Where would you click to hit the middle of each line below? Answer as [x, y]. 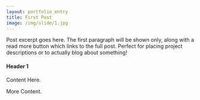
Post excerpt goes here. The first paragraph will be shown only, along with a [100, 40]
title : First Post [29, 17]
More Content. [24, 91]
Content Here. [24, 80]
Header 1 [17, 66]
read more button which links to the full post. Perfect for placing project [94, 46]
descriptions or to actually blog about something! [67, 53]
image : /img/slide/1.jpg [37, 23]
